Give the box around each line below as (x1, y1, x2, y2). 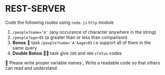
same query (12, 45, 37, 51)
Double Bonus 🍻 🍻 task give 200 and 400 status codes (12, 50, 122, 56)
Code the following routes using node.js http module (5, 19, 114, 25)
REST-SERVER (5, 3, 66, 14)
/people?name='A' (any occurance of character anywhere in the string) (12, 29, 157, 35)
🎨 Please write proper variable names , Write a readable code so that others (5, 60, 161, 66)
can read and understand (5, 65, 57, 71)
